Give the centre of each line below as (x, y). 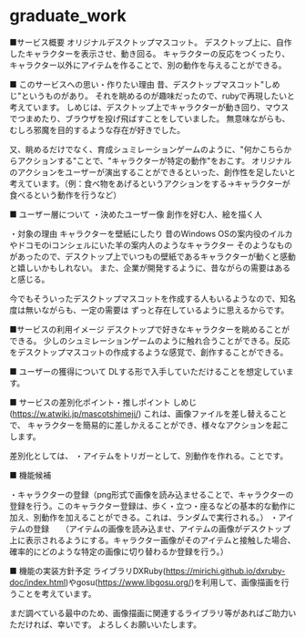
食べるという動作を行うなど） (65, 195)
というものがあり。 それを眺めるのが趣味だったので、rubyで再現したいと (158, 96)
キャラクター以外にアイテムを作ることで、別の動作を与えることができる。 (148, 65)
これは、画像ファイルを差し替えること (215, 413)
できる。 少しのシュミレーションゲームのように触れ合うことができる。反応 (150, 340)
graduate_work (68, 16)
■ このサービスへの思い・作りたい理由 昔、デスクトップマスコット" (137, 84)
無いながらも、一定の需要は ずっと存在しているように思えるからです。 (157, 310)
